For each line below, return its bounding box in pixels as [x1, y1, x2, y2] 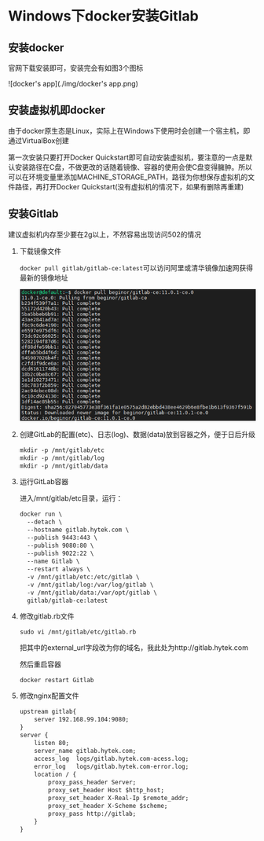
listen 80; [34, 739, 70, 747]
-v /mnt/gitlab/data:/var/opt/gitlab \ [27, 589, 157, 597]
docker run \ [19, 510, 63, 518]
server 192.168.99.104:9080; [34, 715, 130, 723]
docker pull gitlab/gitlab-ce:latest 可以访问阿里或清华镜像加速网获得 [19, 263, 254, 272]
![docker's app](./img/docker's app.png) [8, 79, 139, 88]
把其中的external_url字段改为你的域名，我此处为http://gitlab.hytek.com [19, 642, 249, 652]
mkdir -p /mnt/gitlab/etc [19, 446, 104, 454]
